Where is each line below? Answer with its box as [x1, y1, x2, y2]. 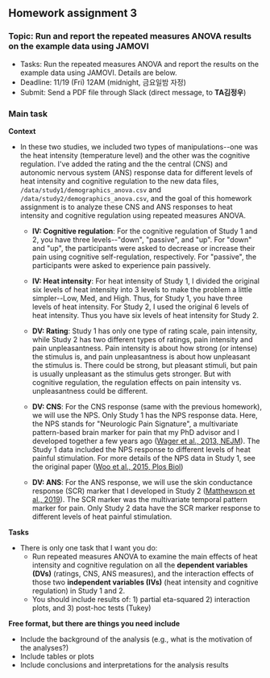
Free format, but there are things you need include [8, 618, 181, 628]
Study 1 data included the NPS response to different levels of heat [31, 444, 251, 454]
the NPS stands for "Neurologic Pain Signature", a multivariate [31, 419, 239, 429]
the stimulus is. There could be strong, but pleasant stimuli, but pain [31, 360, 258, 370]
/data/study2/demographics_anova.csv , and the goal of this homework [19, 193, 252, 203]
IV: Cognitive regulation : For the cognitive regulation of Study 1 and [31, 226, 258, 236]
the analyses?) [19, 642, 69, 652]
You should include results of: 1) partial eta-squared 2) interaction [31, 594, 251, 604]
